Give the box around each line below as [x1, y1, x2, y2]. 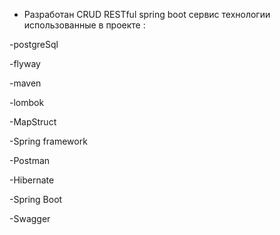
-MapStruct [9, 116, 57, 128]
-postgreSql [9, 39, 59, 50]
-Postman [9, 155, 51, 166]
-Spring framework [9, 135, 88, 147]
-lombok [9, 97, 45, 108]
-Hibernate [9, 174, 55, 186]
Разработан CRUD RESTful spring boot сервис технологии [23, 9, 271, 20]
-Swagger [9, 213, 51, 224]
